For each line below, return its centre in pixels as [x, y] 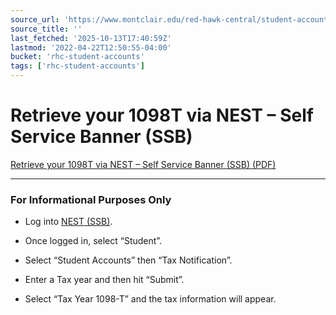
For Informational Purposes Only [91, 199]
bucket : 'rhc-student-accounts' [77, 57]
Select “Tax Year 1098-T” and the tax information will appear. [150, 299]
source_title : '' [46, 29]
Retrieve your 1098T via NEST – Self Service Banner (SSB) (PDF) [143, 164]
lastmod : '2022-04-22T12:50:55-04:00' [91, 47]
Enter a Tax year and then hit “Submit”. [104, 280]
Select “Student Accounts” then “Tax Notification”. [128, 260]
